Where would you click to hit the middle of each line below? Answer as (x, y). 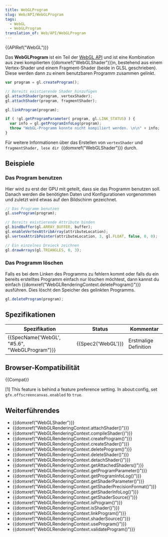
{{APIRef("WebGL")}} (27, 47)
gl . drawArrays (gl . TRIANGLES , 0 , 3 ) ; (43, 250)
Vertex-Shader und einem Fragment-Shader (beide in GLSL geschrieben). (81, 68)
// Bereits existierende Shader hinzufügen (51, 91)
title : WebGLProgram (27, 10)
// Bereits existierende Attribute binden (50, 222)
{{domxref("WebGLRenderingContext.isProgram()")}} (67, 503)
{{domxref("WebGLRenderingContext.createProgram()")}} (72, 439)
